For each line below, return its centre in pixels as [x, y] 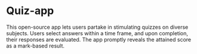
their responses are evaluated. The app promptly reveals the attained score [99, 39]
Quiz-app [30, 11]
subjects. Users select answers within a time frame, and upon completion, [97, 33]
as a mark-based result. [35, 46]
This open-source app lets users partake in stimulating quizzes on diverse [97, 27]
